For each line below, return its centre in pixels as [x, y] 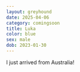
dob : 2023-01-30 [26, 46]
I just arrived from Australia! [40, 62]
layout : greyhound [29, 12]
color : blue [21, 34]
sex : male [19, 40]
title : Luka [21, 28]
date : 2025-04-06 [28, 17]
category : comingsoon [33, 23]
